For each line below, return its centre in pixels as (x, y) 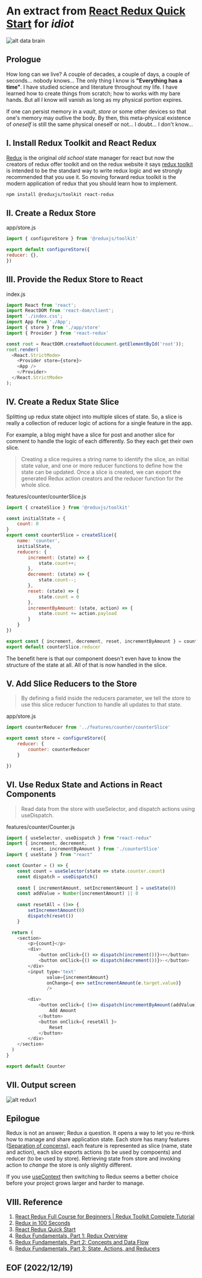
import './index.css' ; (35, 316)
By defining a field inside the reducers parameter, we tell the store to (106, 698)
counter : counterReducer (59, 750)
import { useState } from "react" (50, 855)
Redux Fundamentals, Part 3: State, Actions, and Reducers (87, 1248)
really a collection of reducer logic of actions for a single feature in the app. (99, 423)
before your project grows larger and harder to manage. (75, 1183)
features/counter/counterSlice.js (46, 496)
